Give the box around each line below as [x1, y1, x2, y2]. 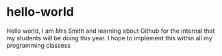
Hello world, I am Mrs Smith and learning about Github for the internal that [6, 27, 215, 35]
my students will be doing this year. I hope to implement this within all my [6, 33, 213, 42]
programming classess [6, 41, 71, 49]
